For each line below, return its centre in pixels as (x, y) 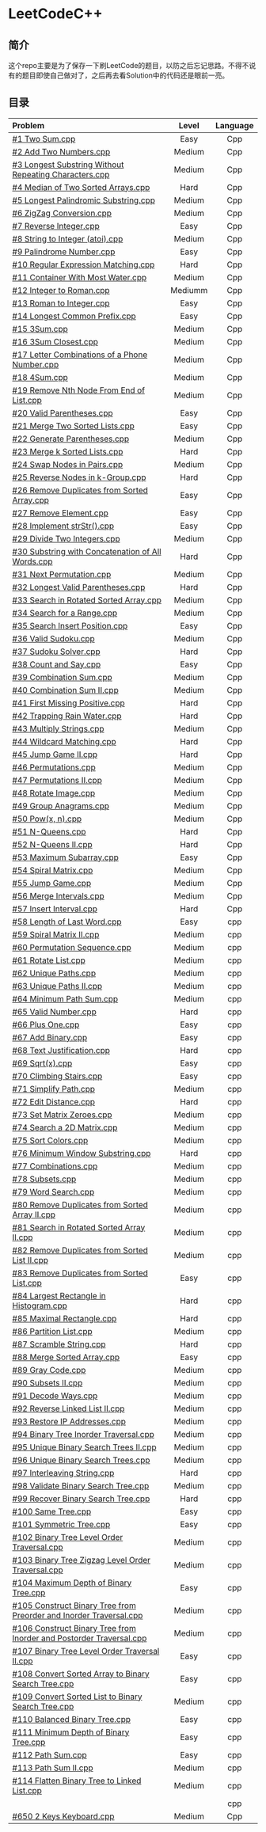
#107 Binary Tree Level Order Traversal (86, 1651)
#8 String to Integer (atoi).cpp (68, 238)
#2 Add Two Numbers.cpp (61, 151)
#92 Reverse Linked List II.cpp (68, 1408)
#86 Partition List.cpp (52, 1331)
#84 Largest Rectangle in (59, 1295)
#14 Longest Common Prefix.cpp (74, 316)
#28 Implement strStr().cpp (63, 526)
